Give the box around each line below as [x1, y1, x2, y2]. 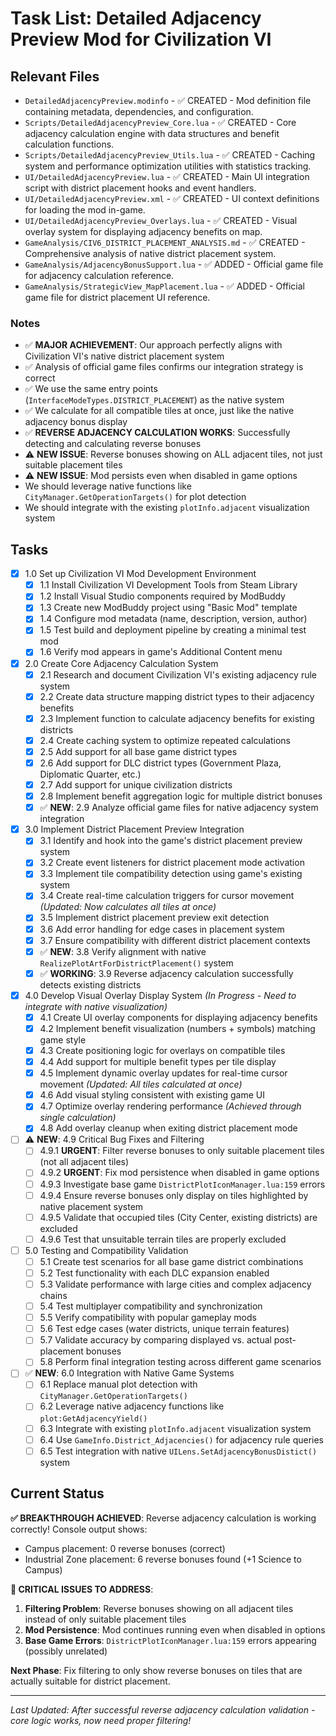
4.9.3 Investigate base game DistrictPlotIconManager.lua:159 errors [39, 1178, 326, 1190]
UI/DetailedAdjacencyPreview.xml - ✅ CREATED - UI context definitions [24, 193, 320, 204]
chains [39, 1290, 68, 1302]
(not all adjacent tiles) [39, 1156, 130, 1168]
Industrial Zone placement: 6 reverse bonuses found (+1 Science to [24, 1553, 302, 1565]
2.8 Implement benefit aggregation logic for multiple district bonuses [39, 790, 323, 802]
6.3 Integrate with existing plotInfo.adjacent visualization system [39, 1422, 312, 1434]
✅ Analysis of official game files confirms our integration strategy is [24, 361, 304, 373]
